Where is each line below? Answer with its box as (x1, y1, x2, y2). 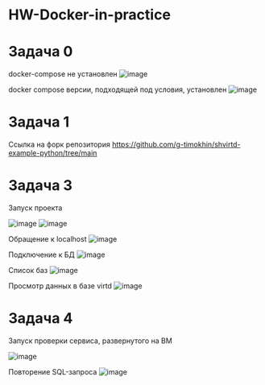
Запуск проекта (8, 203, 63, 213)
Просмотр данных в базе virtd (8, 281, 113, 291)
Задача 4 (8, 309, 73, 328)
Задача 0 (8, 43, 73, 61)
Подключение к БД (8, 250, 75, 259)
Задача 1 (8, 113, 70, 131)
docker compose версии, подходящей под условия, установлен (8, 85, 227, 94)
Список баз (8, 266, 48, 275)
